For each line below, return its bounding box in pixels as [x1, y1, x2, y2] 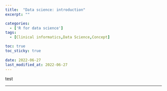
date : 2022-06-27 [5, 58, 41, 63]
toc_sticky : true [5, 48, 41, 53]
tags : [5, 30, 16, 35]
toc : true [5, 44, 26, 49]
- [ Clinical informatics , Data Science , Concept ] [9, 35, 110, 40]
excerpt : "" [5, 12, 30, 17]
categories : [5, 21, 30, 26]
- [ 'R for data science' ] [9, 25, 64, 30]
